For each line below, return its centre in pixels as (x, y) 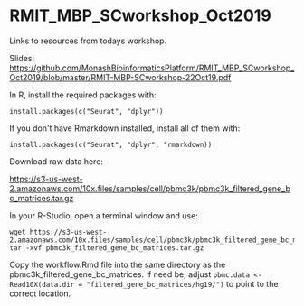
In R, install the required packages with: (83, 95)
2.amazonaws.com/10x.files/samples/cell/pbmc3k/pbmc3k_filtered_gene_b (150, 188)
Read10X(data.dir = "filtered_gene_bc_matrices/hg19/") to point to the (144, 283)
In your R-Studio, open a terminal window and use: (104, 215)
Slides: (22, 58)
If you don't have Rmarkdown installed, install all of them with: (125, 128)
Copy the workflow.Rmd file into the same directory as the (118, 264)
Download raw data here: (57, 161)
